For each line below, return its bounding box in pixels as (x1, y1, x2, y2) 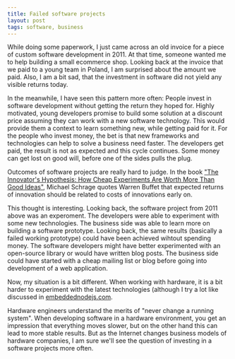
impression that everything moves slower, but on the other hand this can (7, 322, 218, 330)
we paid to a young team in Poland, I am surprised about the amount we (7, 65, 217, 74)
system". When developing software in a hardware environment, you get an (7, 314, 227, 322)
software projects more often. (7, 344, 94, 353)
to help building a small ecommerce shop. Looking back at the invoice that (7, 58, 224, 66)
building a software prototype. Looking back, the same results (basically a (7, 227, 222, 235)
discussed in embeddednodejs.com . (7, 293, 113, 301)
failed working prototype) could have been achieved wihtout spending (7, 234, 212, 242)
